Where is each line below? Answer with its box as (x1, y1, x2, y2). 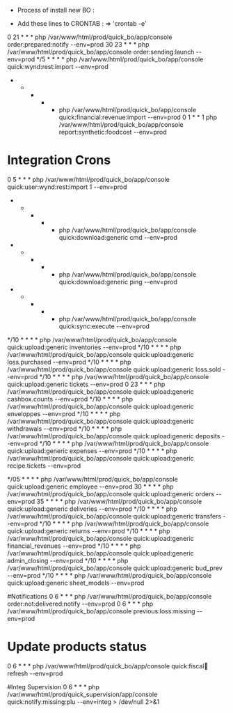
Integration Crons (7, 153, 111, 168)
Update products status (7, 639, 147, 654)
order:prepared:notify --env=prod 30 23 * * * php (7, 40, 150, 48)
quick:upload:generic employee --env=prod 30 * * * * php (7, 482, 174, 491)
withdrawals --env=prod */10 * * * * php (7, 424, 122, 433)
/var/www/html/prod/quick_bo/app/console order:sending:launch (7, 48, 195, 56)
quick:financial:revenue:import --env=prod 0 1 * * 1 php (58, 113, 218, 121)
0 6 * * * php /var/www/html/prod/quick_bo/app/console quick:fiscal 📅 (7, 661, 209, 670)
